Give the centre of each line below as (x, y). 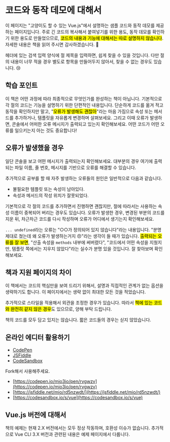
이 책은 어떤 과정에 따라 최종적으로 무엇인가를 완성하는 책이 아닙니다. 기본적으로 (84, 98)
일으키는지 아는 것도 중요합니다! (46, 130)
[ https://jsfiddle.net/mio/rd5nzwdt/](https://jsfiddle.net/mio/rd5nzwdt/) (87, 392)
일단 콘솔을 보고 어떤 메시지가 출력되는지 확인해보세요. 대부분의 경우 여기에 (79, 161)
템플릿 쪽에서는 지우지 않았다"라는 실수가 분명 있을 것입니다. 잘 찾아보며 (83, 249)
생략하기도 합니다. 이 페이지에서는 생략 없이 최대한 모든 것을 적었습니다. (76, 292)
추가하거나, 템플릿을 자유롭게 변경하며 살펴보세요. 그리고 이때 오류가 (81, 118)
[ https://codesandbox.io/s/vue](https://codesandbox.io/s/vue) (78, 398)
